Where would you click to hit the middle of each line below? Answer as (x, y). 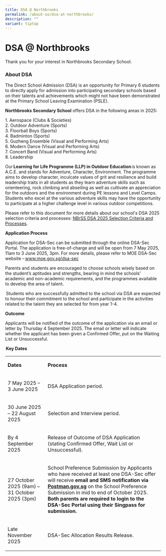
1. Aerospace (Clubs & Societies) (38, 120)
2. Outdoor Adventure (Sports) (36, 126)
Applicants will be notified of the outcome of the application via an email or (81, 323)
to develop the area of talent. (35, 284)
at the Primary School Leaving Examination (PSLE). (57, 101)
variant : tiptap (22, 24)
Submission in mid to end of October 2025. (98, 493)
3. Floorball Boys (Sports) (31, 131)
